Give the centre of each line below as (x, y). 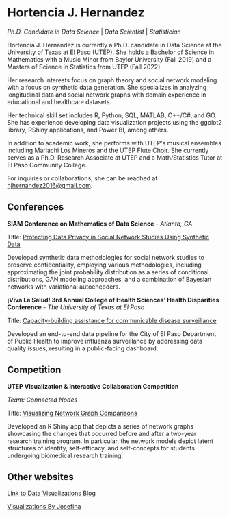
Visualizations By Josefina (44, 507)
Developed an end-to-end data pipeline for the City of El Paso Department (112, 333)
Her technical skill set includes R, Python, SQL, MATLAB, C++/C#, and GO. (112, 115)
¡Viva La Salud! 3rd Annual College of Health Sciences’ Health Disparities (113, 300)
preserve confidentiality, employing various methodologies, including (104, 265)
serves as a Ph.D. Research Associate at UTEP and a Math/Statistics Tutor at (115, 157)
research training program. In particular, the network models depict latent (110, 441)
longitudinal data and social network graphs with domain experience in (107, 95)
